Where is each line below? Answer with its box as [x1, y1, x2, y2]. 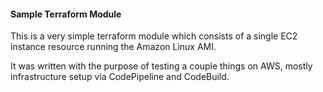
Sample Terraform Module [10, 8, 122, 20]
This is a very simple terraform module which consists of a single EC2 [10, 30, 298, 42]
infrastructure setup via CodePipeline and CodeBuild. [10, 71, 230, 83]
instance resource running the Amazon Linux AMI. [10, 41, 217, 53]
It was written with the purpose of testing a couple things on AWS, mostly [10, 60, 313, 72]
